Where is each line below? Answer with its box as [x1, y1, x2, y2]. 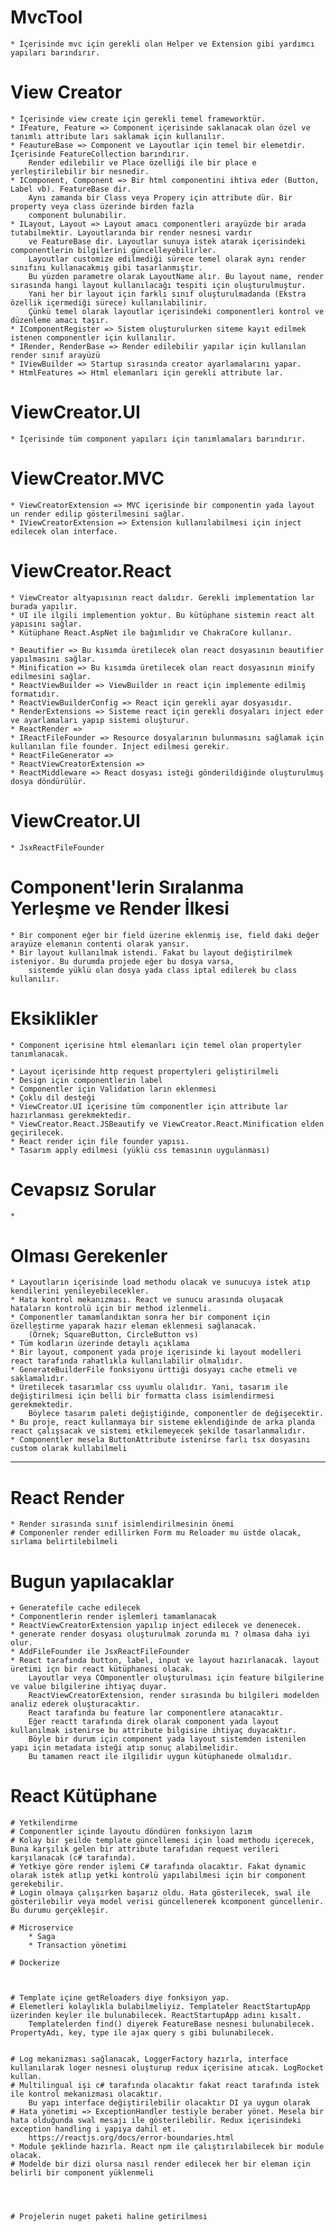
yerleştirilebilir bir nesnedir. [10, 166, 150, 176]
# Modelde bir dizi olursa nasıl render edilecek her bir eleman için [10, 2159, 311, 2170]
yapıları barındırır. [10, 47, 101, 58]
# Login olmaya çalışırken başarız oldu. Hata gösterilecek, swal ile [10, 1888, 311, 1898]
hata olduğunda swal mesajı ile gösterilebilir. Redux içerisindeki [10, 2116, 302, 2126]
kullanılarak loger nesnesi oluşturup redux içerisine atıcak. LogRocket [10, 2063, 325, 2073]
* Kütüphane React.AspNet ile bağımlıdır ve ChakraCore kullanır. [10, 627, 293, 638]
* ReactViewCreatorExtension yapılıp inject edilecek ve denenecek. [10, 1621, 302, 1631]
